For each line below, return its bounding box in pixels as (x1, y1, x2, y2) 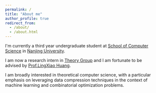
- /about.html (9, 30, 38, 34)
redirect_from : (5, 20, 36, 26)
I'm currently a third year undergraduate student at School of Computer (5, 43, 149, 48)
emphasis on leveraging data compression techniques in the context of (5, 77, 148, 83)
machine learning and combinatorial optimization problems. (5, 82, 124, 88)
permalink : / (5, 7, 32, 12)
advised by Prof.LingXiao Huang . (5, 62, 71, 68)
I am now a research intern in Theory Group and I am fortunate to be (5, 58, 142, 63)
